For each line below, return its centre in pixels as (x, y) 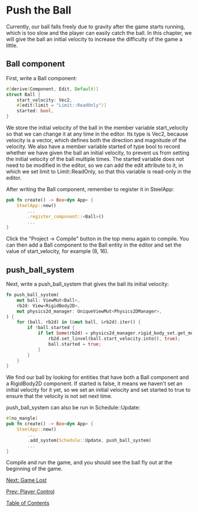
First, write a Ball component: (42, 78)
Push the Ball (39, 10)
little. (12, 45)
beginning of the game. (34, 469)
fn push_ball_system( (33, 295)
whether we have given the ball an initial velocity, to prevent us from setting (98, 153)
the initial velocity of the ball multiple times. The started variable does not (95, 159)
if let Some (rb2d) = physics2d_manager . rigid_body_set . (108, 333)
